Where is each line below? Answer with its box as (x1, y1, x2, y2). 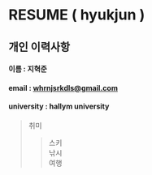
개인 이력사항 (8, 40, 71, 53)
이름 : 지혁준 (8, 64, 47, 74)
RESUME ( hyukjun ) (8, 6, 145, 24)
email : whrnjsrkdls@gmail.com (8, 83, 118, 92)
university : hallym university (8, 101, 110, 111)
